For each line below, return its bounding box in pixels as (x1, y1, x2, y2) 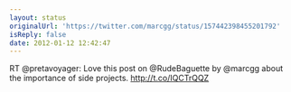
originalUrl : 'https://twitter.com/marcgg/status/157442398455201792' (9, 22, 281, 31)
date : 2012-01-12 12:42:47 (9, 38, 111, 48)
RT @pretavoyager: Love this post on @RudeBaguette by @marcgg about (9, 63, 284, 74)
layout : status (9, 13, 67, 23)
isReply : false (9, 30, 67, 39)
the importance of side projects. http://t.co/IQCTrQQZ (9, 73, 210, 84)
